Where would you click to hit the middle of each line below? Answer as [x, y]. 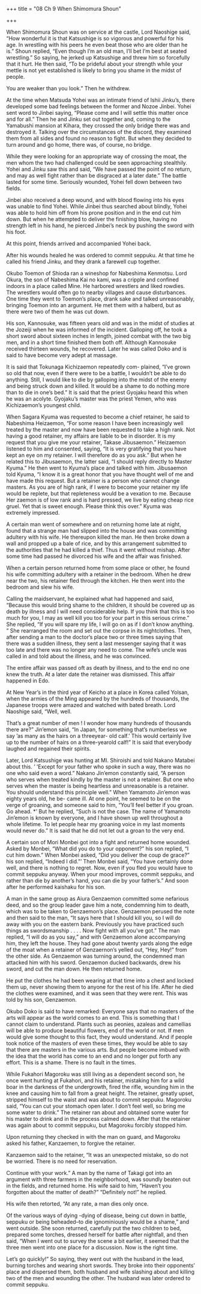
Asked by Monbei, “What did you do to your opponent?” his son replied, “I [97, 848]
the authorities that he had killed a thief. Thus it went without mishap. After [98, 550]
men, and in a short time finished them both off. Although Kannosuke [91, 342]
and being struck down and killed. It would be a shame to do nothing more [98, 386]
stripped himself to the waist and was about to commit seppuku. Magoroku [99, 1099]
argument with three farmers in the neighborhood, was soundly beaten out [98, 1179]
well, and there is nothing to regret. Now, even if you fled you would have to [100, 868]
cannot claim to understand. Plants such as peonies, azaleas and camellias [99, 1024]
